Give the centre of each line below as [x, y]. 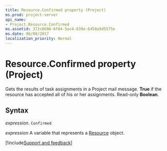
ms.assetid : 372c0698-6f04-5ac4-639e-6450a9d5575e [60, 29]
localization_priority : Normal [39, 39]
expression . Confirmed [29, 123]
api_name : [16, 19]
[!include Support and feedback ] [39, 143]
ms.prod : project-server [32, 15]
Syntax [17, 111]
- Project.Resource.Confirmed [38, 24]
